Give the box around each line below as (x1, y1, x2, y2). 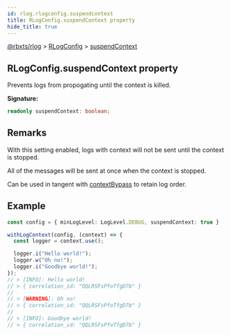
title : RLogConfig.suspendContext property (7, 17, 136, 24)
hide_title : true (7, 23, 58, 30)
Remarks (7, 127, 47, 139)
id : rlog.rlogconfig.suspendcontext (7, 10, 113, 17)
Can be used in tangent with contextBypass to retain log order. (7, 180, 186, 188)
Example (7, 200, 46, 212)
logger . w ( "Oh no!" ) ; (13, 257, 73, 264)
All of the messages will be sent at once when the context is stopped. (7, 166, 207, 175)
